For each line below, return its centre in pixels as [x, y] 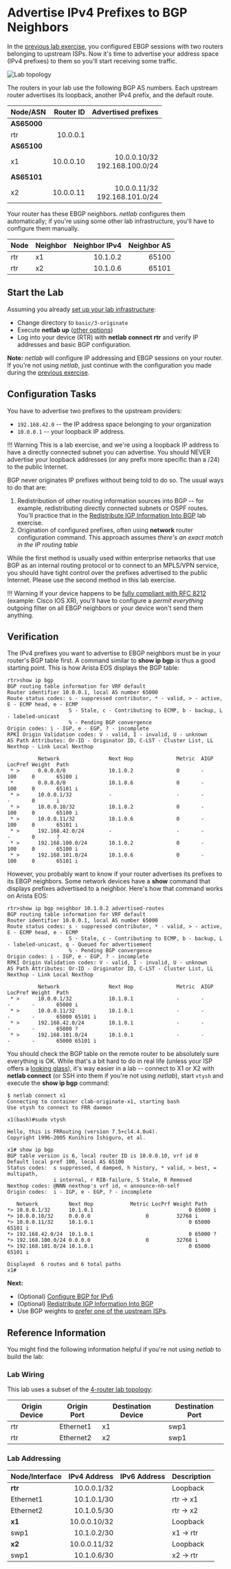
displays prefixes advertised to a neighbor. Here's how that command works [115, 889]
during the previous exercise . [48, 372]
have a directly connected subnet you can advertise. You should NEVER [109, 452]
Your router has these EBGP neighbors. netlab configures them [96, 213]
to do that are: [27, 487]
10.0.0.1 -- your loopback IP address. [71, 431]
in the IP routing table [47, 545]
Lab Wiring [26, 1375]
